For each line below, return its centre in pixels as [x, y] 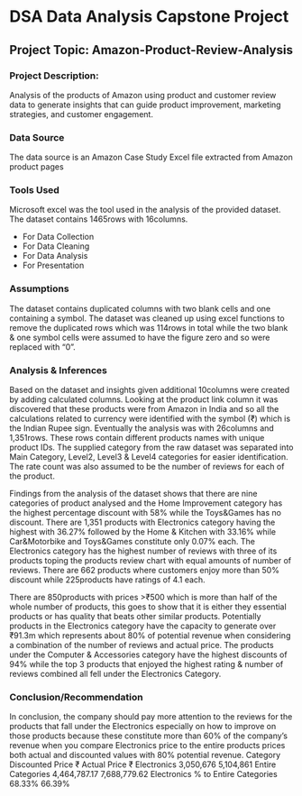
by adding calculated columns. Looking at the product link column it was [144, 399]
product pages [37, 167]
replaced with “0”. [43, 347]
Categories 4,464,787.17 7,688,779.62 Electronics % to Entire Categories [143, 774]
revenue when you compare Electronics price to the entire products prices [147, 746]
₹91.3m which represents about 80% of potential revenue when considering [150, 636]
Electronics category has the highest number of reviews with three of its [143, 551]
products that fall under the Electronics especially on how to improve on [143, 727]
